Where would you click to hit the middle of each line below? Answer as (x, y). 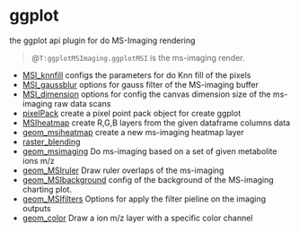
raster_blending (51, 142)
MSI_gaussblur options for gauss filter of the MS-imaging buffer (140, 84)
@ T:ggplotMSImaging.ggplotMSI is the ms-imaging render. (138, 57)
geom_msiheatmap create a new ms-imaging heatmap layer (133, 132)
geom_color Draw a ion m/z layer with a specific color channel (137, 218)
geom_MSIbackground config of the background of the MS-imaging (148, 179)
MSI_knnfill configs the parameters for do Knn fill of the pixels (136, 75)
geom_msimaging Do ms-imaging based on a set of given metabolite (149, 151)
